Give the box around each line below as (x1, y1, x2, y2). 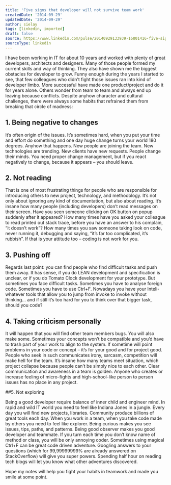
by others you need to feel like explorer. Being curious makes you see (5, 421, 151, 426)
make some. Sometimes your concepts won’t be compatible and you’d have (5, 336, 164, 342)
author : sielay (5, 21, 38, 27)
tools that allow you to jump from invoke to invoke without (25, 291, 147, 297)
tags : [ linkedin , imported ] (5, 27, 65, 32)
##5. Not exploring (5, 389, 45, 395)
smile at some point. (5, 474, 48, 480)
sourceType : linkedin (5, 41, 51, 46)
